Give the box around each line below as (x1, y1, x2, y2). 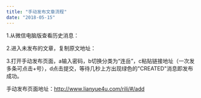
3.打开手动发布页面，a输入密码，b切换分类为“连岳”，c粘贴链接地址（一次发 (6, 57, 195, 64)
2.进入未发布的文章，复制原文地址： (6, 44, 96, 52)
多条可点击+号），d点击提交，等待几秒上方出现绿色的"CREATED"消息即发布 (6, 64, 194, 72)
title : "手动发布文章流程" (6, 8, 67, 15)
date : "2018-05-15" (6, 14, 56, 20)
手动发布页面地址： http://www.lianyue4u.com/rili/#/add (6, 85, 145, 92)
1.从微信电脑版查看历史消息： (6, 31, 79, 39)
